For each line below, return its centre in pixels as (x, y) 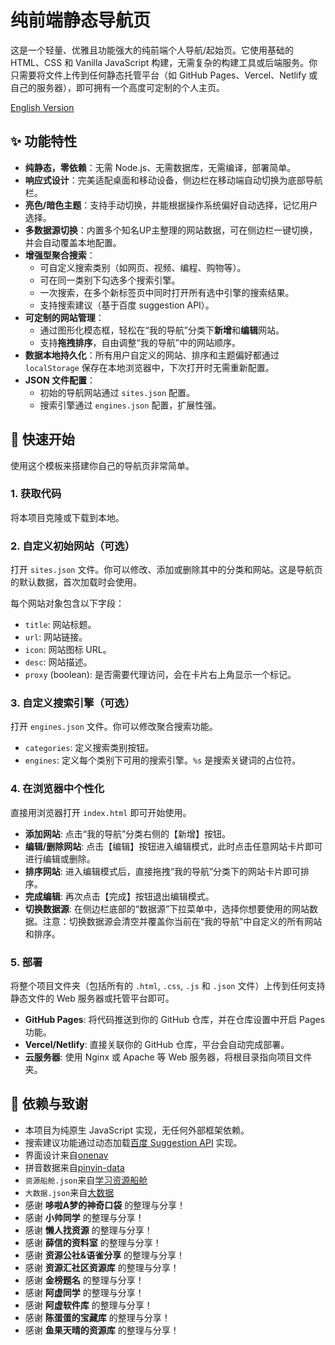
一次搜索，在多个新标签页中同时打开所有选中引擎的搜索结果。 (167, 292)
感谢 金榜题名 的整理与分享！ (84, 1280)
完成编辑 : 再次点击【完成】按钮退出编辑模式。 (119, 896)
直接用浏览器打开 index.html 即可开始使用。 (101, 812)
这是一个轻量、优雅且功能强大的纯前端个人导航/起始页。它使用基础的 (152, 50)
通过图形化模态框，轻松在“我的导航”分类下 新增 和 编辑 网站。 (162, 330)
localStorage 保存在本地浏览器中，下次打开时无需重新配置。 (149, 367)
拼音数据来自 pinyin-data (74, 1167)
